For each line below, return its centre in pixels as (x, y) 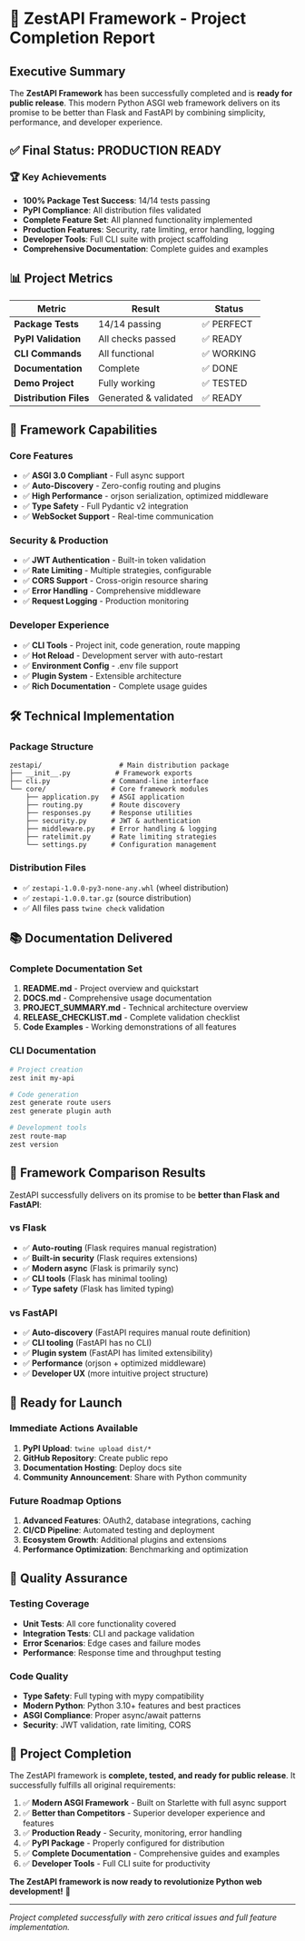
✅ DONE (220, 368)
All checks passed (138, 338)
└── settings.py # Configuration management (122, 845)
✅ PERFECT (227, 323)
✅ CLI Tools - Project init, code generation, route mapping (131, 645)
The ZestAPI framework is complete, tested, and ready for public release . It (152, 1775)
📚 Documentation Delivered (91, 938)
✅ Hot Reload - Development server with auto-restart (123, 655)
